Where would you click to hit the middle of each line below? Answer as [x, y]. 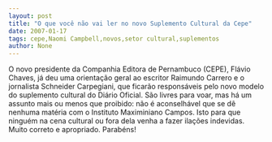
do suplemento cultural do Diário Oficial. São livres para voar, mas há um [130, 95]
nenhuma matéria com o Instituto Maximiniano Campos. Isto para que [125, 112]
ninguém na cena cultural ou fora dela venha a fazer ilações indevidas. [127, 121]
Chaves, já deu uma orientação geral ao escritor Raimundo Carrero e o [127, 78]
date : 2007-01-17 [38, 31]
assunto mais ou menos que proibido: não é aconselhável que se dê [122, 104]
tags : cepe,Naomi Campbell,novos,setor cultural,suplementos [114, 39]
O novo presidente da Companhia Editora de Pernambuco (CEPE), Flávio [130, 69]
